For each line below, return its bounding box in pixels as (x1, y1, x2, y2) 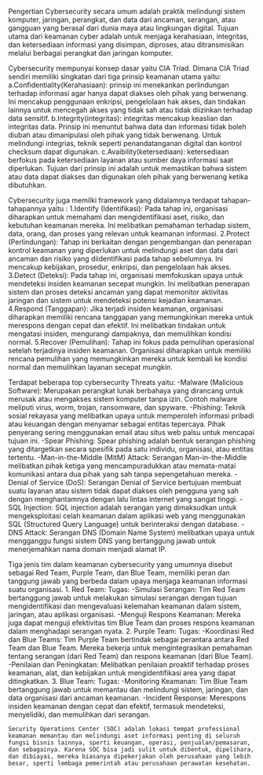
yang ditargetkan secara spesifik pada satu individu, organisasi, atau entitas (8, 444, 254, 454)
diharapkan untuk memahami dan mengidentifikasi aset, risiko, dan (8, 212, 225, 221)
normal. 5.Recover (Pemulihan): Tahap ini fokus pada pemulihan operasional (8, 338, 254, 346)
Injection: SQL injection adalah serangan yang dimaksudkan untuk (23, 503, 237, 512)
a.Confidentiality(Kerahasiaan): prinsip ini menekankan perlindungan (8, 80, 229, 90)
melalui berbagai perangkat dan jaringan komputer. (8, 49, 174, 57)
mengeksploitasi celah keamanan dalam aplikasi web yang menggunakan (8, 511, 246, 521)
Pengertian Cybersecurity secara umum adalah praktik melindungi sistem (8, 7, 246, 16)
